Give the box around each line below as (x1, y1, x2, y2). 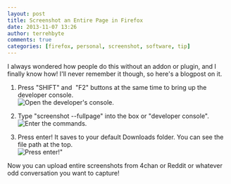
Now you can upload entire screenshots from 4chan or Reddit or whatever (7, 162, 223, 169)
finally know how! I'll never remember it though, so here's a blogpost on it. (7, 70, 223, 78)
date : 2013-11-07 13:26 (7, 23, 77, 30)
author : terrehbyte (7, 29, 65, 37)
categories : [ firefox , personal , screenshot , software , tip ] (7, 43, 191, 50)
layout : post (7, 10, 46, 18)
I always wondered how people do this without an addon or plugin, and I (7, 63, 217, 70)
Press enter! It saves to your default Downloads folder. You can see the (17, 133, 224, 141)
